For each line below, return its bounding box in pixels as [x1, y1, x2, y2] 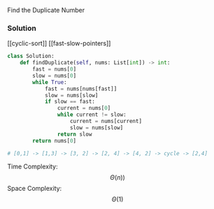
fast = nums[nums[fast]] [44, 85, 117, 92]
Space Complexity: [7, 185, 62, 193]
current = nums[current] [69, 118, 142, 125]
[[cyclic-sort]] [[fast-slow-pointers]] [7, 39, 111, 48]
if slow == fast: [44, 98, 96, 106]
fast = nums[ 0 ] [32, 66, 77, 73]
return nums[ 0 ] [32, 137, 77, 144]
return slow [57, 131, 92, 138]
